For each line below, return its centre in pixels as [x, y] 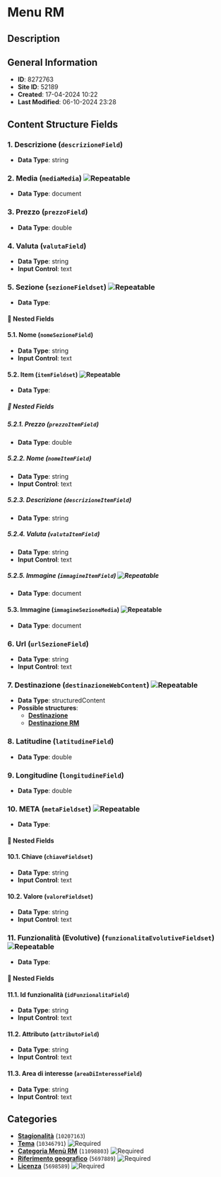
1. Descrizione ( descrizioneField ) [65, 144]
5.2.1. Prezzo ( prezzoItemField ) [53, 424]
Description [34, 39]
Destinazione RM [54, 723]
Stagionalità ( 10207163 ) [52, 1136]
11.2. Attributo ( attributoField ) [54, 1034]
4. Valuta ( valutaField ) [47, 246]
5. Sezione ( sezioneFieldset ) [57, 287]
